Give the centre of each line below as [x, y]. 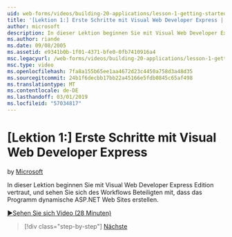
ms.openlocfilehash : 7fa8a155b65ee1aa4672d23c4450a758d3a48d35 [100, 71]
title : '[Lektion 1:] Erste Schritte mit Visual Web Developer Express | [116, 20]
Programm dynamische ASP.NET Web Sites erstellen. [83, 199]
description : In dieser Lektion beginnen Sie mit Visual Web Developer [112, 33]
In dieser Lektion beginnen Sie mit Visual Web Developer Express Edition [110, 184]
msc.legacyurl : [29, 59]
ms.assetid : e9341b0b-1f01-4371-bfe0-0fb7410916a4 [81, 53]
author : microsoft [33, 26]
